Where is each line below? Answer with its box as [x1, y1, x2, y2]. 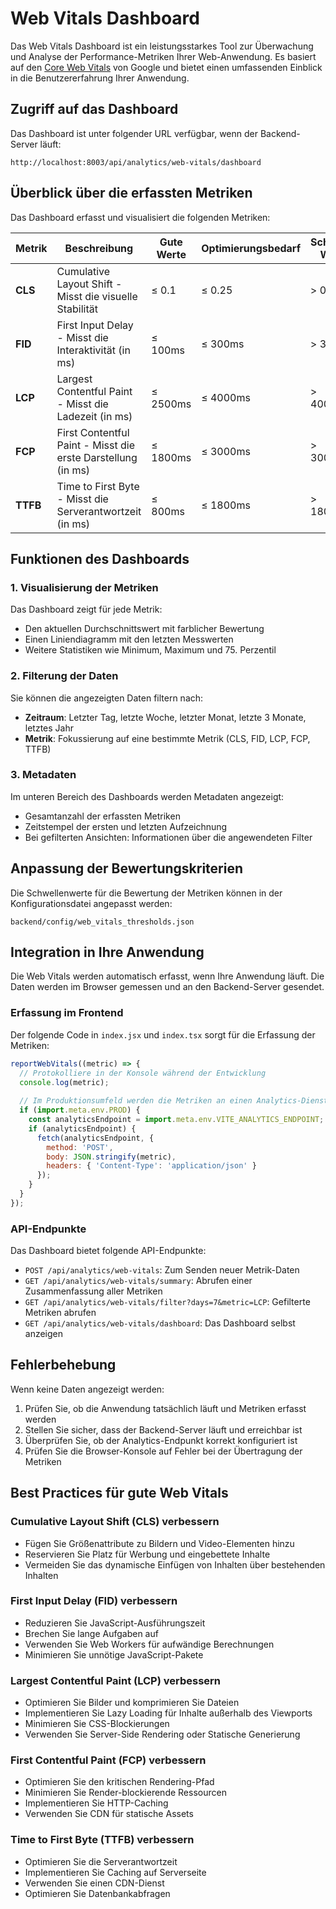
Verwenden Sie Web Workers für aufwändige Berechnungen [24, 1638, 275, 1650]
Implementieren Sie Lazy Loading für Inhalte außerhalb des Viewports [24, 1707, 313, 1719]
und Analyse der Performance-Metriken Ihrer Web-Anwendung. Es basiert [10, 50, 317, 62]
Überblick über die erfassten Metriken [10, 185, 253, 202]
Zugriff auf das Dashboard [10, 101, 179, 118]
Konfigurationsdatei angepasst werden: [10, 897, 173, 909]
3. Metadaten [10, 768, 77, 782]
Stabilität [56, 302, 99, 316]
